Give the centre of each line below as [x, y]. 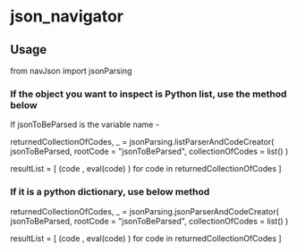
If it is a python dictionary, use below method [110, 192]
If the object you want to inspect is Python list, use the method [148, 94]
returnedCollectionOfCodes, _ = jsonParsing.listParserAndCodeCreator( [142, 142]
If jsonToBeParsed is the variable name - [85, 125]
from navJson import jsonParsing [71, 71]
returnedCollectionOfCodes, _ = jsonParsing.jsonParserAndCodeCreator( [145, 211]
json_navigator [67, 17]
